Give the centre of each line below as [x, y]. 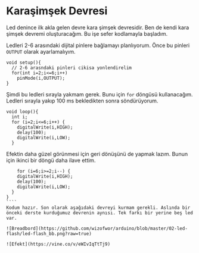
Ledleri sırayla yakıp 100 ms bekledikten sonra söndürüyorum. [82, 101]
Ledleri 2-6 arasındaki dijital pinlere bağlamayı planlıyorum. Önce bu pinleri [98, 45]
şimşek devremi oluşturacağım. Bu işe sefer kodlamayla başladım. [87, 33]
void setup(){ [24, 63]
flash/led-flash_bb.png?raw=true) [49, 233]
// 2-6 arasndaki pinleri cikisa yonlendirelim [72, 68]
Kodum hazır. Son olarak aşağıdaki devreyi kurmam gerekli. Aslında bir [98, 207]
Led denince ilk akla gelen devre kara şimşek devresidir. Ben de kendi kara [98, 27]
